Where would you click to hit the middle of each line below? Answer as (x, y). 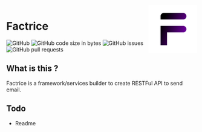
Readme (25, 123)
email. (14, 90)
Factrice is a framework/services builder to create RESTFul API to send (95, 83)
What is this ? (32, 69)
